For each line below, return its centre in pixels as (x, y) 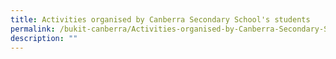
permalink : (33, 29)
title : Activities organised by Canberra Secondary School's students (160, 19)
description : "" (44, 38)
